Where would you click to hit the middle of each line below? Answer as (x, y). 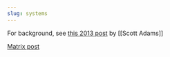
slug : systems (28, 13)
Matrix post (23, 46)
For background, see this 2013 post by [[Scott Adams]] (85, 33)
